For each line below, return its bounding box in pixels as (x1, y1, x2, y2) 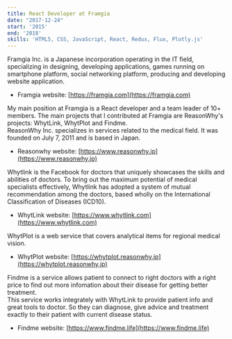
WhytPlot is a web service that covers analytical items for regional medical (7, 232, 220, 240)
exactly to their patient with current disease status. (7, 311, 153, 319)
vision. (7, 239, 26, 247)
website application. (7, 77, 65, 85)
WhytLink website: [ (17, 211, 74, 220)
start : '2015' (7, 23, 49, 30)
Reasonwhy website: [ (17, 147, 81, 156)
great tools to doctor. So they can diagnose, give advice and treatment (7, 303, 209, 311)
